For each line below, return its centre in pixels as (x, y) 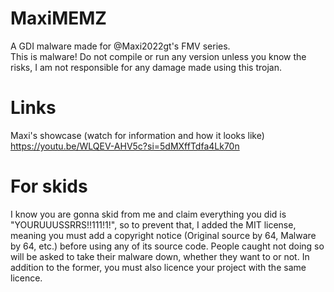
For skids (49, 186)
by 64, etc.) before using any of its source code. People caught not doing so (167, 246)
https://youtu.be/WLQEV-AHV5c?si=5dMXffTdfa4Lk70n (125, 146)
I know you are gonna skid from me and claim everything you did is (148, 214)
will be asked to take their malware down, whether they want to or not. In (160, 256)
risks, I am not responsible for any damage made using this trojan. (146, 67)
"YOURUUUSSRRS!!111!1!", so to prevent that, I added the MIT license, (153, 224)
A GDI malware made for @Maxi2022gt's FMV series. (120, 46)
